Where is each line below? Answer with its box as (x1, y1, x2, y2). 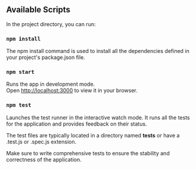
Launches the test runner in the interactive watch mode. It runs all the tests (6, 114, 190, 121)
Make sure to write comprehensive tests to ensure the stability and (6, 149, 170, 157)
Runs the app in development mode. (6, 80, 95, 88)
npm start (6, 68, 35, 76)
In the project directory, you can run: (6, 20, 96, 27)
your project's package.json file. (6, 54, 85, 61)
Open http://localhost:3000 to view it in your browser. (6, 87, 138, 94)
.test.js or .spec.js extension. (6, 138, 76, 145)
